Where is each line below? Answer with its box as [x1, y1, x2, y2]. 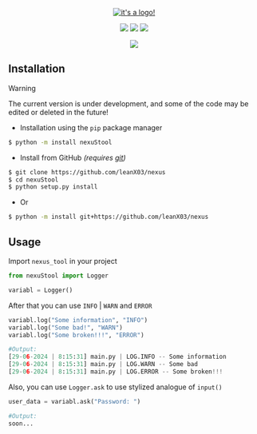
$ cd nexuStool [8, 176, 59, 184]
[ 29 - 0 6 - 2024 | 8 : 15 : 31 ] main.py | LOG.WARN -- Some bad [8, 360, 198, 368]
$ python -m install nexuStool [8, 138, 113, 146]
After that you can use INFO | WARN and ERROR [8, 301, 152, 310]
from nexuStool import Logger [8, 272, 109, 280]
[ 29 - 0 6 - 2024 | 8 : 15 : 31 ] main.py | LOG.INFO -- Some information [8, 352, 227, 361]
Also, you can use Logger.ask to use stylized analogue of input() [8, 382, 223, 392]
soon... [8, 420, 34, 428]
